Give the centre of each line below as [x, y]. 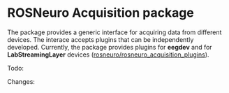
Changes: [21, 81]
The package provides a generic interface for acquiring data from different [114, 32]
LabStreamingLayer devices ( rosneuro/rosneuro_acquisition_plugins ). [108, 55]
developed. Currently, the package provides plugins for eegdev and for [110, 47]
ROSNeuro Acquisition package [101, 13]
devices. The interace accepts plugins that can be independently [101, 39]
